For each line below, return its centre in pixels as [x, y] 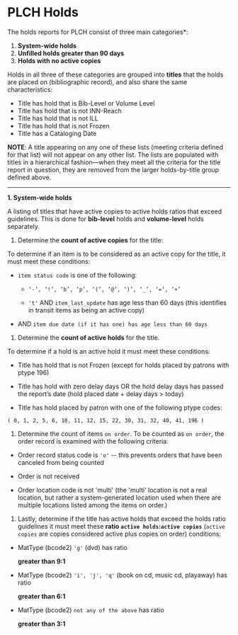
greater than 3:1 [41, 624]
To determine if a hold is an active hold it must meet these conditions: [109, 351]
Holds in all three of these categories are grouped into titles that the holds [115, 74]
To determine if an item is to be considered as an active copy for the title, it [117, 254]
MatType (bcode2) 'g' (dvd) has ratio [72, 547]
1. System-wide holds [40, 197]
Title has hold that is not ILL [58, 118]
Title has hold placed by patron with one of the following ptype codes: [120, 408]
